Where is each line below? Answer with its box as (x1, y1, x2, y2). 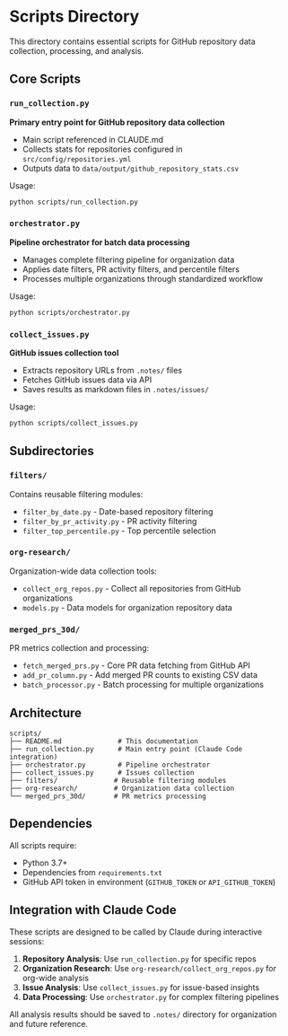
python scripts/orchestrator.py (9, 308, 130, 317)
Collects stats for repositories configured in (22, 144, 183, 154)
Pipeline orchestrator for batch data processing (9, 236, 190, 248)
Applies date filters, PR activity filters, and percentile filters (22, 263, 240, 275)
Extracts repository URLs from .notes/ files (22, 364, 182, 375)
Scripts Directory (9, 6, 140, 27)
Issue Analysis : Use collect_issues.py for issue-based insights (22, 981, 260, 993)
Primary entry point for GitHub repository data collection (9, 117, 225, 127)
